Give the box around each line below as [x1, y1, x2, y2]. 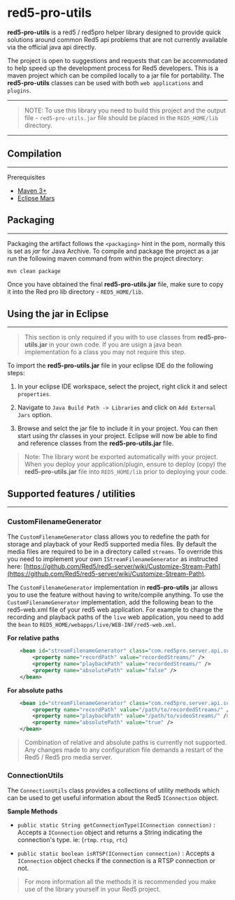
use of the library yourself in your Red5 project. [24, 885, 161, 894]
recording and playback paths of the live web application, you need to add [7, 613, 224, 621]
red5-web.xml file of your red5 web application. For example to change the [7, 606, 223, 614]
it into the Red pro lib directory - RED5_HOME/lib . [7, 288, 143, 296]
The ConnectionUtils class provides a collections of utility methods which [7, 786, 220, 794]
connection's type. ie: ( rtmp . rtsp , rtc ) [17, 836, 128, 844]
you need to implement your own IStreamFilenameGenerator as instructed [7, 555, 218, 563]
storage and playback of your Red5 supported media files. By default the [7, 540, 217, 549]
